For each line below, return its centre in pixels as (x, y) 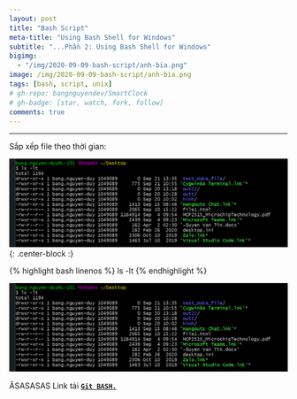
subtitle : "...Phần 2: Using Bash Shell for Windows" (110, 47)
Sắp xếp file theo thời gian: (58, 147)
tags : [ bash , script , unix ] (61, 84)
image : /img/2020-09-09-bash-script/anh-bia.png (100, 75)
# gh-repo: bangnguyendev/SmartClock (79, 93)
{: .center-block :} (42, 254)
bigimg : (23, 56)
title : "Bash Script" (49, 28)
